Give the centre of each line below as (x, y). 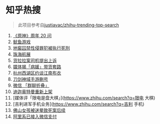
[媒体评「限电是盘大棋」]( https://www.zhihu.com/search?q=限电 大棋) (84, 98)
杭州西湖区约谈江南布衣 (37, 73)
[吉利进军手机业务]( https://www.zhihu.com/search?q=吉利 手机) (79, 104)
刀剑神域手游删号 (30, 79)
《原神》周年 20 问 (32, 35)
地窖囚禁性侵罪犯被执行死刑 (41, 48)
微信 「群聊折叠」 (31, 85)
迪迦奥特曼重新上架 (33, 91)
